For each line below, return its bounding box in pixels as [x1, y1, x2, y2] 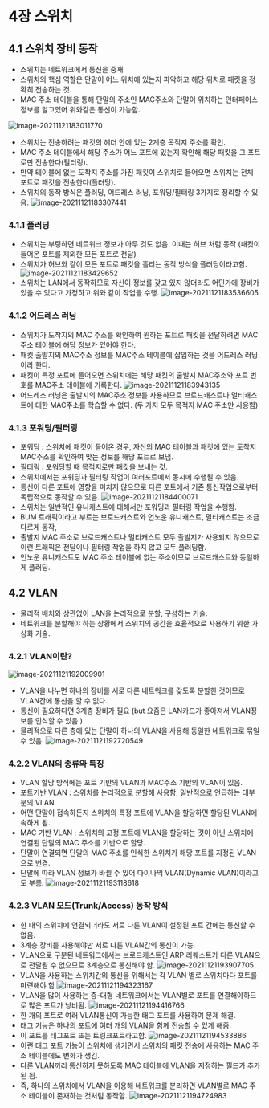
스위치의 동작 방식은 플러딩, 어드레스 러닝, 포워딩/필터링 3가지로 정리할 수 [19, 188, 251, 197]
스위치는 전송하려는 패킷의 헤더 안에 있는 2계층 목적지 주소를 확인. [19, 137, 226, 147]
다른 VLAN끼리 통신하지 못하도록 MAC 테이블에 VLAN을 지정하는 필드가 [19, 1061, 247, 1070]
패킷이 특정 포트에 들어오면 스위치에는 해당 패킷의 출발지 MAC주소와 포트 [19, 370, 249, 380]
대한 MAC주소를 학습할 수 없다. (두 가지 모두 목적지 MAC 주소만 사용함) [35, 400, 259, 409]
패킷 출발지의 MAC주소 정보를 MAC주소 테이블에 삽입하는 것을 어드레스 [19, 350, 243, 360]
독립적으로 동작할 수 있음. [19, 491, 100, 502]
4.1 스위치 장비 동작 [8, 42, 98, 55]
